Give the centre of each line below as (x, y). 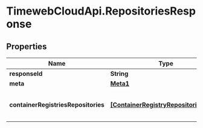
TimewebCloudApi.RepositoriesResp (101, 11)
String (119, 74)
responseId (26, 74)
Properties (27, 46)
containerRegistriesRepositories (57, 105)
